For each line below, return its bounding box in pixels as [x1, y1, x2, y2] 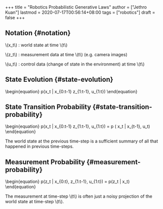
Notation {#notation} [5, 29, 71, 37]
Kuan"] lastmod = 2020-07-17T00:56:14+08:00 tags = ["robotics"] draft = [5, 9, 156, 15]
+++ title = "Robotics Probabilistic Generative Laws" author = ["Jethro [5, 4, 147, 10]
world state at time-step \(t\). [5, 199, 64, 205]
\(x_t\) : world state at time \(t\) [5, 42, 68, 48]
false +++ [5, 15, 25, 20]
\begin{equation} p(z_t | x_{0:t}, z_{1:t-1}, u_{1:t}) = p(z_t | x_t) [5, 178, 130, 184]
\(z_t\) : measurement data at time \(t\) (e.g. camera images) [5, 51, 127, 57]
